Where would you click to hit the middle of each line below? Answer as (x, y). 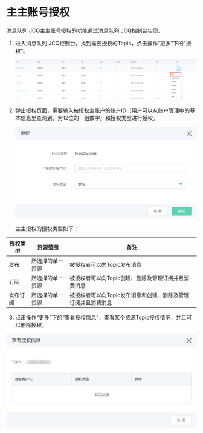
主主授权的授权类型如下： (47, 229)
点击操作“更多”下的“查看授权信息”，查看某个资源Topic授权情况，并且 (101, 317)
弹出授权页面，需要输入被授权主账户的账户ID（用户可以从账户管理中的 (102, 110)
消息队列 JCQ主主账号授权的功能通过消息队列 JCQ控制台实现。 (85, 30)
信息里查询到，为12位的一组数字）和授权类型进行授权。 (89, 118)
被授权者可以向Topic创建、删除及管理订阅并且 (127, 278)
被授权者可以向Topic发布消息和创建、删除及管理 (129, 295)
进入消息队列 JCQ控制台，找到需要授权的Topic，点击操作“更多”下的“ (100, 43)
